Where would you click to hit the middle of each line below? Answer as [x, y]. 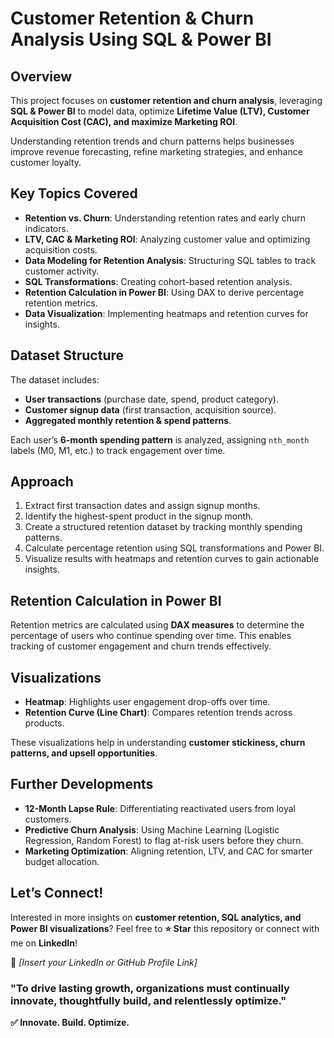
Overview [41, 76]
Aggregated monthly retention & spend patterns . [128, 420]
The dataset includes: [55, 379]
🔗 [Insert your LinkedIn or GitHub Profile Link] [104, 962]
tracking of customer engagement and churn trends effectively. [141, 646]
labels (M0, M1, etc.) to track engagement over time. [118, 450]
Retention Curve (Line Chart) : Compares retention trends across [158, 713]
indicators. [46, 228]
